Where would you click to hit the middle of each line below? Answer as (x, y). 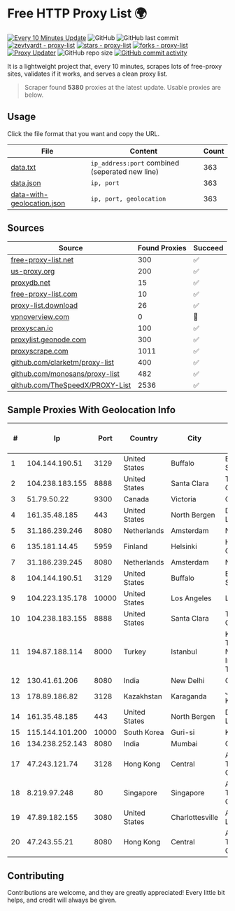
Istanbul (184, 652)
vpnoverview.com (40, 316)
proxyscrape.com (40, 351)
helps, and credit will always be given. (62, 900)
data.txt (23, 167)
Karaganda (189, 696)
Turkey (135, 652)
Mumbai (184, 744)
